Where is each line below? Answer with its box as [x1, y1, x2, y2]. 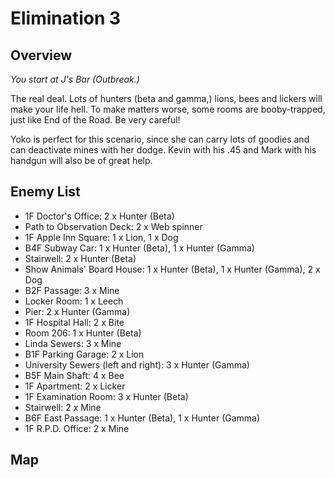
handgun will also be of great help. [10, 155, 153, 166]
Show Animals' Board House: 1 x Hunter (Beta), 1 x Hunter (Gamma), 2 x [24, 263, 321, 275]
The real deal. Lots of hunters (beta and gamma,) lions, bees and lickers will [10, 93, 323, 104]
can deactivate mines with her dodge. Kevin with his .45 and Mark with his [10, 144, 317, 156]
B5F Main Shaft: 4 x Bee [24, 369, 125, 381]
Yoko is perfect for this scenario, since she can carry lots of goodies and [10, 133, 310, 145]
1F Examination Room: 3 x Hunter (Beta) [24, 390, 189, 402]
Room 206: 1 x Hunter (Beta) [24, 327, 142, 339]
